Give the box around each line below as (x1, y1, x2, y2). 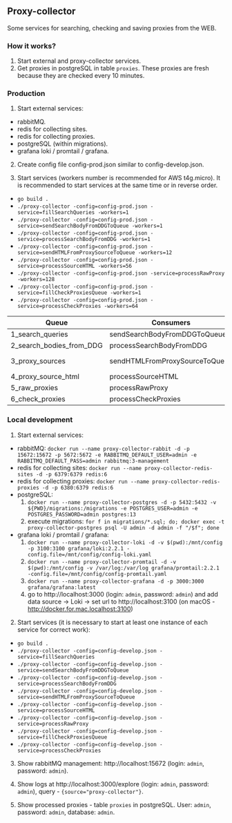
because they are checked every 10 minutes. (17, 72, 145, 80)
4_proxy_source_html (10, 372, 79, 382)
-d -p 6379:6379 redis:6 (35, 471, 108, 478)
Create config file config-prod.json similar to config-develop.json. (17, 160, 204, 168)
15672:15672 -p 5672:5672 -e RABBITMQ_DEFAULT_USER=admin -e (17, 452, 197, 458)
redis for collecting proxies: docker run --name (17, 476, 150, 485)
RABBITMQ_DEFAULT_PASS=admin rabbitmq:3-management (17, 457, 169, 465)
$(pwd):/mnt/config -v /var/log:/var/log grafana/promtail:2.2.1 (27, 564, 220, 572)
